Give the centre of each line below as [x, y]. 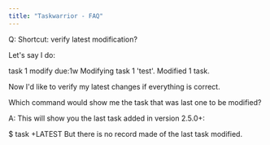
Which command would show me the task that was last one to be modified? [135, 102]
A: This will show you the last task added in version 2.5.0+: [107, 118]
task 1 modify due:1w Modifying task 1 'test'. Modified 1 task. [109, 71]
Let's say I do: [32, 55]
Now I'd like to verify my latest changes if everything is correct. [115, 86]
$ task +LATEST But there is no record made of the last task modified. [125, 134]
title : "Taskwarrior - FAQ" [56, 16]
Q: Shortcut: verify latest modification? [73, 39]
